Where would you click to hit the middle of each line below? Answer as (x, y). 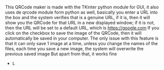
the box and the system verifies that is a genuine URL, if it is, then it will (78, 17)
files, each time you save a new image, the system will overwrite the (74, 49)
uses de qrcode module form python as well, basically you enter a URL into (82, 12)
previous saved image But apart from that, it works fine (61, 54)
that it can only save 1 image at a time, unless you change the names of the (82, 43)
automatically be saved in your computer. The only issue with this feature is (82, 38)
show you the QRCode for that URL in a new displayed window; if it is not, (80, 23)
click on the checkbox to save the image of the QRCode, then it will (73, 33)
